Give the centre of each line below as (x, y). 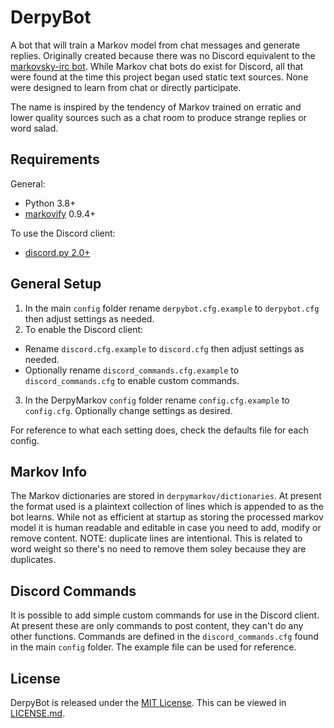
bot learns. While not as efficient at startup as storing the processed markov (167, 517)
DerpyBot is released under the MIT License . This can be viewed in (148, 702)
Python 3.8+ (50, 203)
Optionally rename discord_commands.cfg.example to (132, 370)
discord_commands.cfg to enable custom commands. (132, 380)
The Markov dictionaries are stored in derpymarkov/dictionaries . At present (166, 496)
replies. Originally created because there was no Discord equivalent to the (163, 55)
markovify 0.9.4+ (60, 213)
